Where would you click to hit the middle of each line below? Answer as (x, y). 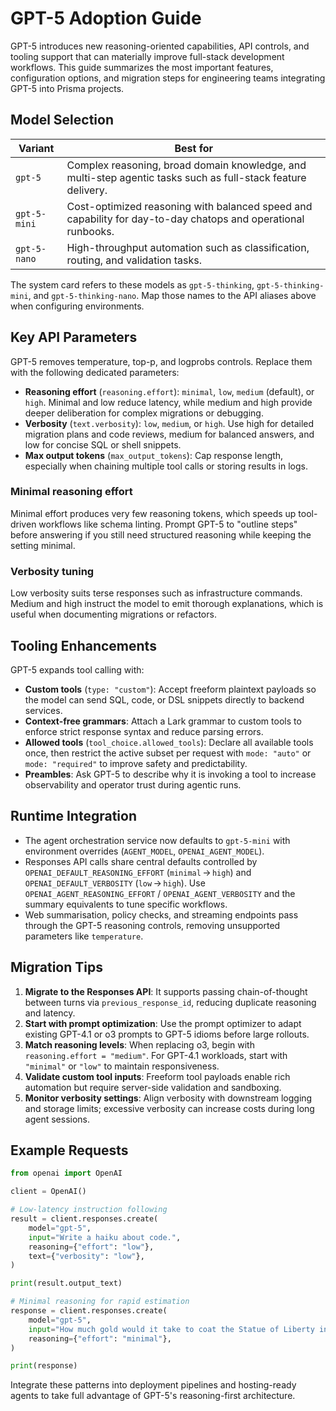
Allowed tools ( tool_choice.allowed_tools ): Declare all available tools (169, 742)
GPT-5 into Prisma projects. (67, 88)
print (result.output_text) (66, 1283)
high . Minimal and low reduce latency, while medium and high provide (168, 402)
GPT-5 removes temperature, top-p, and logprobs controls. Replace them (161, 361)
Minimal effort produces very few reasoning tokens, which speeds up (153, 513)
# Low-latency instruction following (89, 1210)
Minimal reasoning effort (71, 492)
